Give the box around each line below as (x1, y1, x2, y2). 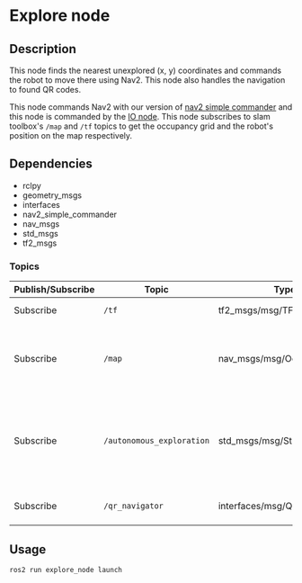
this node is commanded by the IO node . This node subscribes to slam (9, 112, 271, 121)
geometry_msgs (22, 190, 83, 201)
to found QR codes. (9, 85, 82, 94)
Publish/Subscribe (13, 283, 95, 296)
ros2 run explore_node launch (9, 565, 123, 574)
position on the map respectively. (9, 130, 133, 140)
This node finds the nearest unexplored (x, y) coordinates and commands (9, 65, 281, 76)
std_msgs (22, 228, 58, 238)
